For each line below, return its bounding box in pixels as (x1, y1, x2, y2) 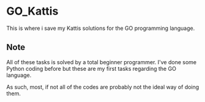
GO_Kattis (6, 4, 59, 18)
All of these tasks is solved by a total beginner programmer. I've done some (6, 58, 197, 65)
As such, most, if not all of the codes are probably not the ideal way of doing (6, 83, 199, 90)
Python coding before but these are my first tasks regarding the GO (6, 65, 176, 72)
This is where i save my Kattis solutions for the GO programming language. (6, 24, 195, 32)
